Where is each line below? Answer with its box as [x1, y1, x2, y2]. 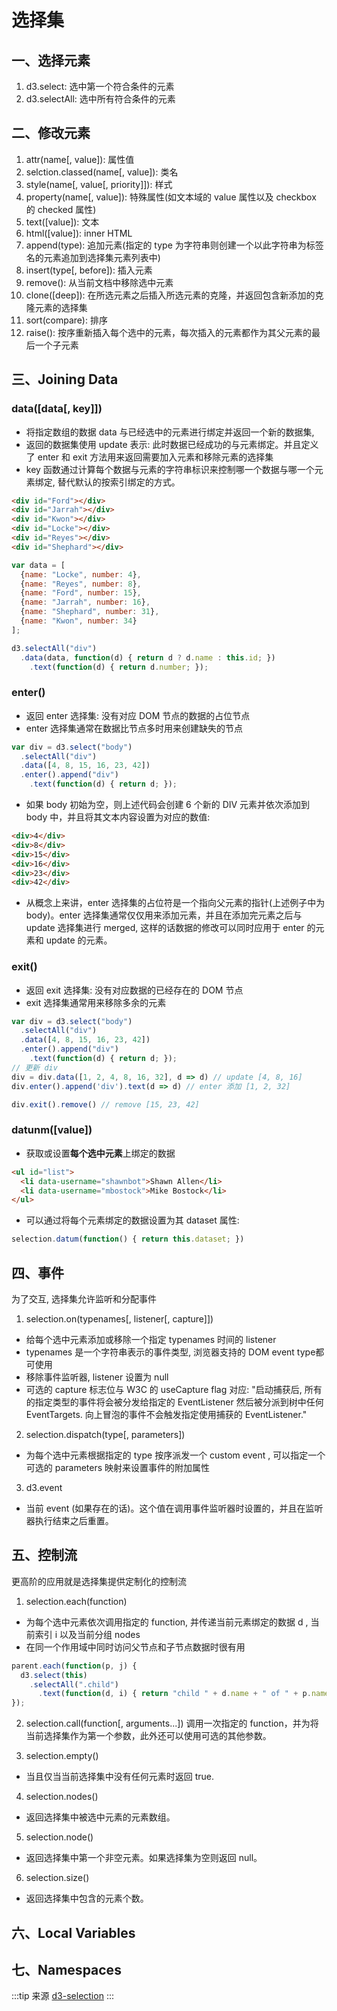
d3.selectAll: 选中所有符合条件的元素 [25, 93, 176, 105]
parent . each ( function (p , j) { [11, 1661, 138, 1671]
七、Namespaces [11, 1961, 122, 1978]
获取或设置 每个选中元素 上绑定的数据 [25, 1147, 176, 1159]
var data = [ [11, 560, 66, 570]
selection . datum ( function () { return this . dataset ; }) [11, 1234, 245, 1245]
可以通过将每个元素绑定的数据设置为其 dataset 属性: [25, 1214, 240, 1226]
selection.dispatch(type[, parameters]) [25, 1428, 186, 1440]
